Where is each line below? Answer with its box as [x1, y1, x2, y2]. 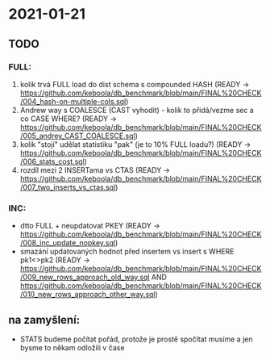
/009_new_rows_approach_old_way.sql [19, 272, 150, 283]
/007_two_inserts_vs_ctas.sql [19, 182, 116, 192]
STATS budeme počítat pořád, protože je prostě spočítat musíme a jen [19, 334, 253, 344]
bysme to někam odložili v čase [19, 342, 125, 352]
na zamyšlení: [8, 312, 81, 327]
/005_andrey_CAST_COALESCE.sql [19, 131, 135, 140]
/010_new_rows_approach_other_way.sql [19, 290, 156, 299]
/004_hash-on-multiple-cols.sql [19, 96, 127, 106]
